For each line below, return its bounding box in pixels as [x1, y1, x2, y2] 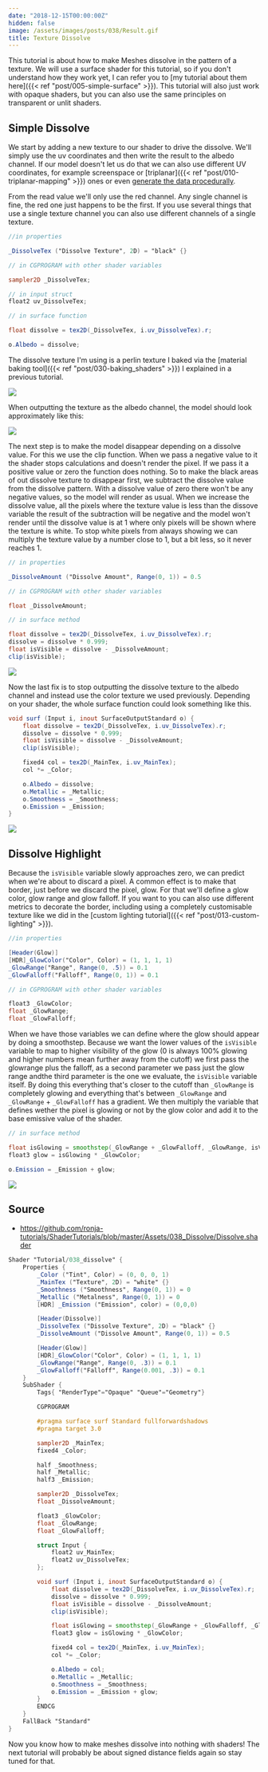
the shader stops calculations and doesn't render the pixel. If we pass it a [8, 458, 250, 467]
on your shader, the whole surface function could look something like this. [8, 699, 252, 708]
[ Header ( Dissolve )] [37, 1315, 102, 1323]
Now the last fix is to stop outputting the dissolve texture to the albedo [8, 682, 239, 691]
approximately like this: [8, 411, 85, 420]
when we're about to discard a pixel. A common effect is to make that [8, 876, 237, 886]
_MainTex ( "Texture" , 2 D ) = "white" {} [37, 1278, 170, 1286]
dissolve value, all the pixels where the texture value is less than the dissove [8, 500, 258, 510]
